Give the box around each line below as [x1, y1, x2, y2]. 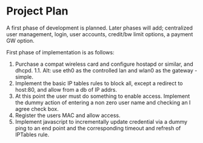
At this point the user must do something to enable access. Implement [15, 92, 190, 100]
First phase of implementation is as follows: [6, 48, 115, 56]
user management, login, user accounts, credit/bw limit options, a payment [6, 30, 193, 37]
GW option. [6, 37, 35, 44]
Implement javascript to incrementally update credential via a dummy [15, 118, 188, 125]
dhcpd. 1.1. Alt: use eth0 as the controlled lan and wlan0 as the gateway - [15, 66, 198, 74]
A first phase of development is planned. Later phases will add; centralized [6, 24, 193, 31]
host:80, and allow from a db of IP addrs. [15, 86, 117, 93]
